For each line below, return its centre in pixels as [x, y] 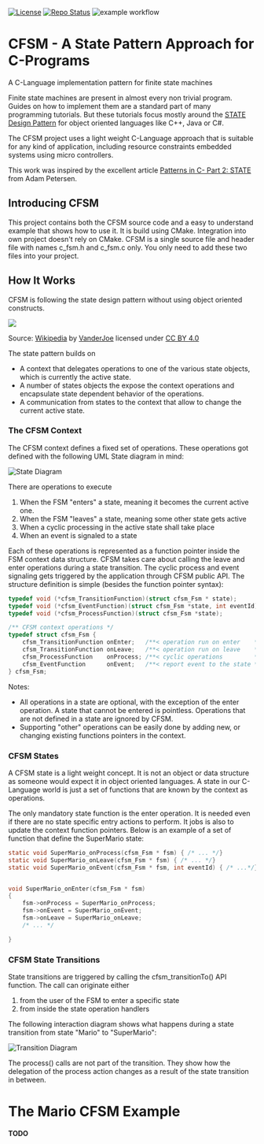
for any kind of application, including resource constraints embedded [120, 147]
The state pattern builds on [52, 353]
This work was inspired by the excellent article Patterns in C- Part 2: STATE [130, 170]
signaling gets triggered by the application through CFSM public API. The [126, 576]
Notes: [19, 686]
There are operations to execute [60, 487]
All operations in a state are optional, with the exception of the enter [129, 702]
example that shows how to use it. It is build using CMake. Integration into [127, 230]
